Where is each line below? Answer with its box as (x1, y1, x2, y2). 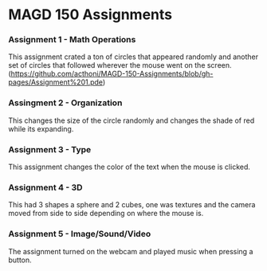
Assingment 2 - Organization (8, 97, 123, 108)
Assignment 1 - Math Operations (8, 34, 136, 45)
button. (8, 255, 32, 265)
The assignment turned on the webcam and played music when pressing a (8, 246, 253, 256)
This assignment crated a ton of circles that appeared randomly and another (8, 52, 259, 61)
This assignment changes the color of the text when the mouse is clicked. (8, 162, 251, 172)
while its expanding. (8, 124, 74, 133)
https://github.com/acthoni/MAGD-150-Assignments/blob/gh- (10, 69, 214, 79)
